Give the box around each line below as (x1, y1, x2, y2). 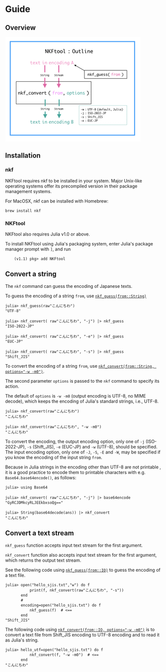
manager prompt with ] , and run (5, 246, 71, 252)
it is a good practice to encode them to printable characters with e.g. (5, 469, 146, 475)
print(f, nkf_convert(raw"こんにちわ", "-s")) (29, 588, 124, 593)
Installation (5, 151, 41, 160)
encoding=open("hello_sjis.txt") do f (20, 603, 101, 608)
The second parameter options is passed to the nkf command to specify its (5, 378, 160, 384)
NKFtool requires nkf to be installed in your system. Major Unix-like (5, 178, 143, 184)
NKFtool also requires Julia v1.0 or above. (5, 231, 90, 237)
